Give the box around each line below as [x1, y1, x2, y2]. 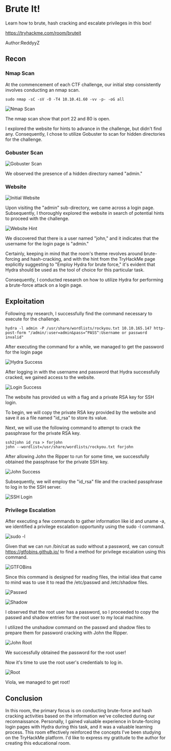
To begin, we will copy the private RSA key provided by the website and [5, 409, 156, 416]
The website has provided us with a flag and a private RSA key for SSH [5, 394, 154, 400]
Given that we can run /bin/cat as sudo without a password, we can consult [5, 543, 164, 549]
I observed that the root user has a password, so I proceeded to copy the [5, 609, 159, 615]
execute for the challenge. [5, 316, 60, 322]
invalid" [5, 335, 24, 340]
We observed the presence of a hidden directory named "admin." [5, 170, 143, 177]
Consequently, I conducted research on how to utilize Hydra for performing [5, 277, 163, 283]
